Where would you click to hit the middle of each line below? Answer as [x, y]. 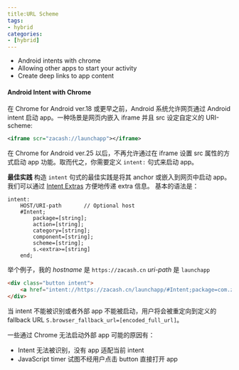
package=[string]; [60, 218]
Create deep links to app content [66, 76]
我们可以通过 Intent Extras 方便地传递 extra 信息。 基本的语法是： [103, 186]
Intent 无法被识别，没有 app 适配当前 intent [81, 350]
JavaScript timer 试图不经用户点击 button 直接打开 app [97, 359]
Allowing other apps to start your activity [77, 68]
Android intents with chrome [59, 60]
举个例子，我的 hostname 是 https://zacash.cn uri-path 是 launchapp [109, 270]
